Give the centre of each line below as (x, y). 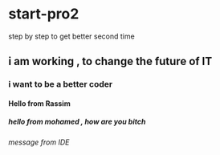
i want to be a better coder (61, 84)
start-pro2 (44, 14)
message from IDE (39, 142)
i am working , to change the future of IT (110, 61)
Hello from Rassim (39, 103)
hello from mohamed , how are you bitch (77, 122)
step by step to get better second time (71, 36)
